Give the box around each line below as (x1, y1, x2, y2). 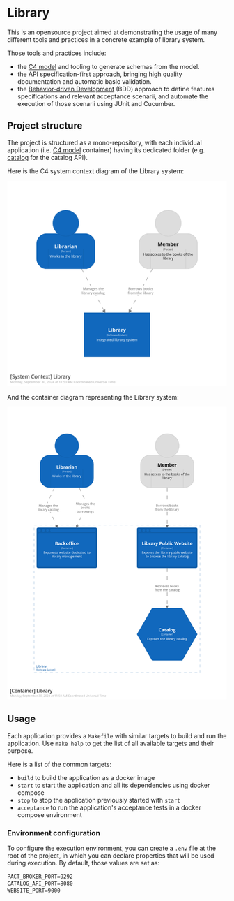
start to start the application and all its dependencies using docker (17, 781, 210, 789)
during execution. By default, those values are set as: (7, 859, 160, 867)
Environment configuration (7, 828, 101, 837)
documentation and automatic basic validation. (17, 77, 152, 85)
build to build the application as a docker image (17, 773, 155, 782)
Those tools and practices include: (7, 49, 107, 57)
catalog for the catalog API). (7, 153, 88, 161)
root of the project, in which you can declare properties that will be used (7, 851, 214, 860)
